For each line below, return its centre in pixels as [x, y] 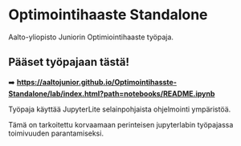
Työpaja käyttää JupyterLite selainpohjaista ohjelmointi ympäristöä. [120, 109]
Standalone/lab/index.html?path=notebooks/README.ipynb [112, 93]
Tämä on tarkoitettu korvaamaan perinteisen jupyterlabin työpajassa [121, 124]
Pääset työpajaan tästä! [69, 62]
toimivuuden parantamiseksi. [56, 133]
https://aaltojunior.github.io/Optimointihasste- [96, 82]
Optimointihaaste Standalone [108, 15]
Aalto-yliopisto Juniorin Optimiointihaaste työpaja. [91, 37]
